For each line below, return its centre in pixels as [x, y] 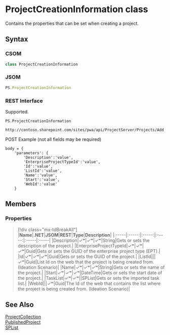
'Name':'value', [40, 175]
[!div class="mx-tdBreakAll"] [47, 230]
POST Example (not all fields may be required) [53, 139]
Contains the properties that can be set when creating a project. [72, 23]
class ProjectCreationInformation [42, 64]
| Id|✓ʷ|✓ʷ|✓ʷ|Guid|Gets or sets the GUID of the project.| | [79, 256]
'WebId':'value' [40, 184]
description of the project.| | [47, 246]
